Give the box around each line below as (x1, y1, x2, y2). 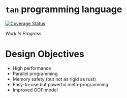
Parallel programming (12, 70, 58, 77)
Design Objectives (5, 48, 85, 60)
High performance (12, 65, 51, 71)
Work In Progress (5, 30, 42, 36)
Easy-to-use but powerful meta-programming (12, 81, 108, 87)
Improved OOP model (12, 87, 58, 93)
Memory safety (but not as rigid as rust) (12, 76, 97, 82)
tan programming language (5, 4, 122, 15)
